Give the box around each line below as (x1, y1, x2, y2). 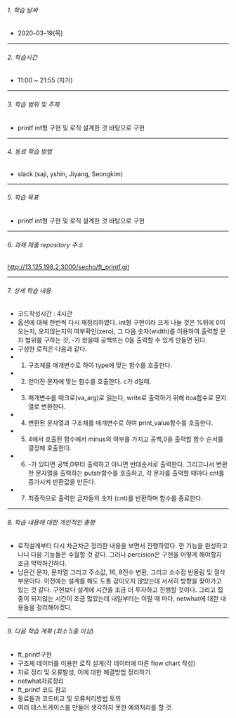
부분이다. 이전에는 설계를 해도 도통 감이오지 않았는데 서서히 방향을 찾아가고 (17, 576, 223, 585)
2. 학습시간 (7, 53, 38, 61)
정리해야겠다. (36, 602, 72, 612)
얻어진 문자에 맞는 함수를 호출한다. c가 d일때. (27, 377, 152, 386)
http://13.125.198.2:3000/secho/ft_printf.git (7, 263, 130, 271)
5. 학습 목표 (7, 193, 39, 202)
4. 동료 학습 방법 (7, 147, 53, 156)
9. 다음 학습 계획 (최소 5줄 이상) (7, 627, 94, 636)
